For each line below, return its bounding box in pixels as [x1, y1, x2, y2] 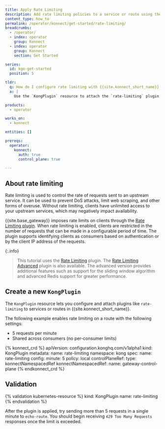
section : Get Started [14, 53, 58, 58]
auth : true [18, 152, 41, 157]
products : [5, 102, 26, 107]
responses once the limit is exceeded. [5, 418, 82, 424]
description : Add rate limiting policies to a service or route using [5, 12, 153, 17]
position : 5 [9, 71, 34, 76]
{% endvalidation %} [5, 398, 47, 404]
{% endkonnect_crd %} [17, 365, 65, 372]
